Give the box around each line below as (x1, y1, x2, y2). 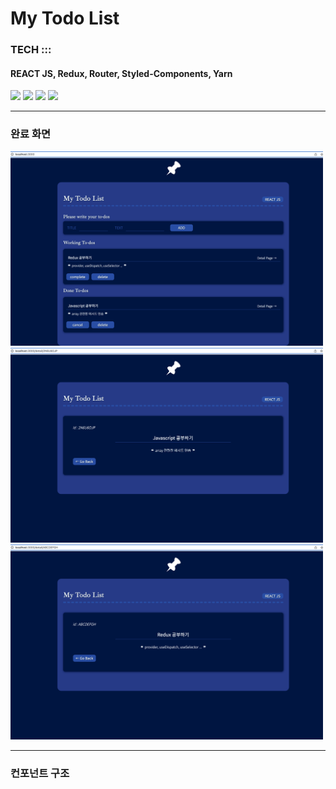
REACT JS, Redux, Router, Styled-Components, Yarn (10, 67, 233, 79)
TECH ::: (10, 43, 52, 57)
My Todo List (10, 7, 120, 30)
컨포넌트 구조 (10, 766, 70, 780)
